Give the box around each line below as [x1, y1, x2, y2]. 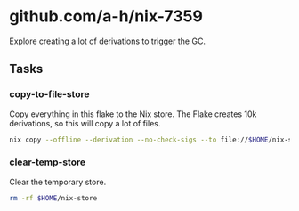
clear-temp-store [9, 156, 86, 168]
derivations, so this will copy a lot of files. [9, 118, 161, 128]
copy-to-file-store [9, 88, 90, 101]
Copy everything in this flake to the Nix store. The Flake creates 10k [9, 109, 257, 119]
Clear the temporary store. [9, 176, 107, 187]
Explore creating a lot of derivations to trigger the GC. [9, 36, 206, 46]
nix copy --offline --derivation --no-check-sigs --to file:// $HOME [9, 135, 269, 144]
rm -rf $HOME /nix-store [9, 193, 98, 202]
